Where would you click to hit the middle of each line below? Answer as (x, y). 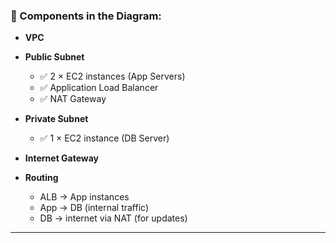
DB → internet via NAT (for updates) (113, 218)
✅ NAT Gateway (73, 99)
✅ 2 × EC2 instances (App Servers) (112, 76)
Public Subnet (54, 57)
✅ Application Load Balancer (99, 88)
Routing (41, 178)
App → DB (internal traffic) (94, 208)
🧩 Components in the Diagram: (86, 16)
